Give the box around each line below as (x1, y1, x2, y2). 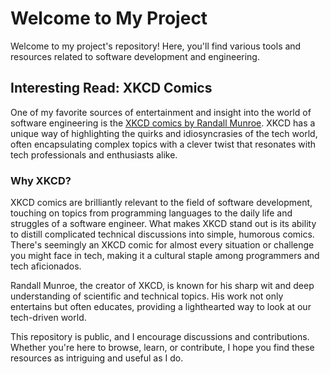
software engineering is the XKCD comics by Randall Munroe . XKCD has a (10, 117, 316, 129)
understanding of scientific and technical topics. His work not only (10, 290, 284, 302)
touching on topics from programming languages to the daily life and (10, 207, 293, 219)
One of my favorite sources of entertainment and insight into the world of (10, 106, 312, 118)
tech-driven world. (10, 312, 87, 324)
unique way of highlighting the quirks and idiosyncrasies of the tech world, (10, 127, 318, 139)
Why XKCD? (10, 173, 72, 187)
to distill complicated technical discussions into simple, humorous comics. (10, 228, 315, 241)
